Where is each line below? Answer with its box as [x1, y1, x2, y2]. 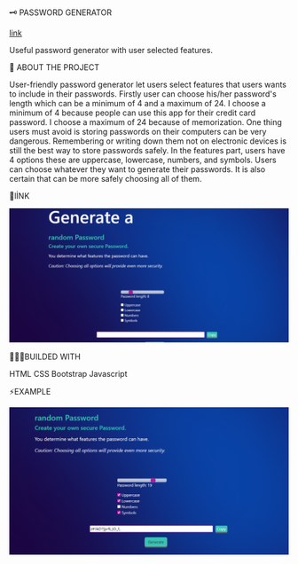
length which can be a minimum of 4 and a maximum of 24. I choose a [9, 98, 266, 108]
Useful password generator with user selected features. [9, 45, 213, 55]
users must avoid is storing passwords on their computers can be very [9, 127, 267, 137]
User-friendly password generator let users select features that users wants [9, 79, 286, 90]
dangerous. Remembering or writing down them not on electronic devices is [9, 136, 286, 146]
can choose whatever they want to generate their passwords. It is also [9, 164, 266, 175]
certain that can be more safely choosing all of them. [9, 174, 202, 184]
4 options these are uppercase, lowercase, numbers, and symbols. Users [9, 154, 277, 165]
